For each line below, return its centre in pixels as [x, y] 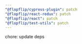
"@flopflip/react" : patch [31, 18]
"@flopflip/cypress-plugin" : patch [41, 9]
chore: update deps [25, 37]
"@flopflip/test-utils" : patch [37, 23]
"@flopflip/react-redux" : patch [38, 14]
